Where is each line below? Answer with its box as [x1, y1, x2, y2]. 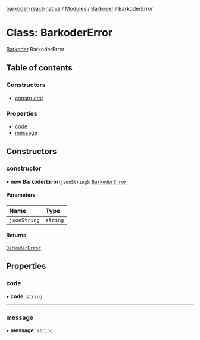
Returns [6, 232, 27, 239]
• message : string [6, 327, 53, 333]
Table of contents [6, 63, 73, 73]
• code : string [6, 292, 43, 300]
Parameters [6, 191, 36, 199]
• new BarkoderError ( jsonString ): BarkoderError [6, 178, 127, 185]
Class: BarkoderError [6, 26, 113, 39]
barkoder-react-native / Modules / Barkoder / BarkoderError [6, 5, 154, 12]
